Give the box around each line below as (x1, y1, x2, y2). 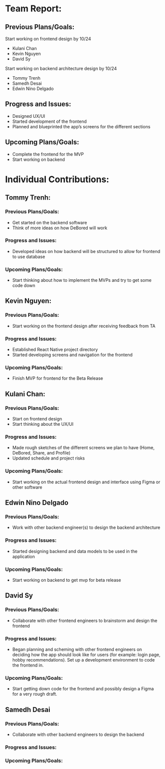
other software (12, 484, 43, 490)
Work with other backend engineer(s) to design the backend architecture (12, 524, 161, 530)
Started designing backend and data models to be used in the (12, 548, 138, 554)
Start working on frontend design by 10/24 (5, 36, 91, 42)
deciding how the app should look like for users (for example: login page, (12, 652, 161, 658)
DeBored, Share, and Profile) (12, 450, 70, 456)
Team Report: (5, 3, 62, 14)
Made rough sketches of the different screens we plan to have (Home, (12, 445, 155, 451)
